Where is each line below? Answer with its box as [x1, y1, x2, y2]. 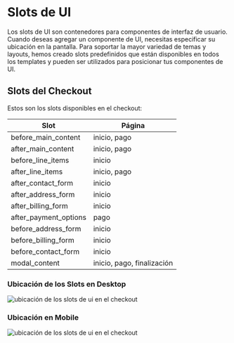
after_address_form [11, 189, 75, 199]
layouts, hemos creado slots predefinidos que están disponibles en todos [7, 50, 219, 58]
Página [121, 120, 145, 130]
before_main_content [11, 132, 81, 142]
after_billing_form [11, 201, 68, 211]
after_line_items [11, 167, 63, 176]
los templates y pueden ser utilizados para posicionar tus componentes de [7, 57, 223, 65]
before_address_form [11, 224, 82, 233]
